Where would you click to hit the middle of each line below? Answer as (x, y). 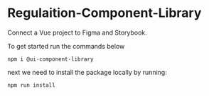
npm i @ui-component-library (50, 59)
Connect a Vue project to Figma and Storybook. (77, 32)
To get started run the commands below (66, 46)
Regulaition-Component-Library (104, 13)
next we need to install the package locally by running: (87, 72)
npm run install (31, 85)
